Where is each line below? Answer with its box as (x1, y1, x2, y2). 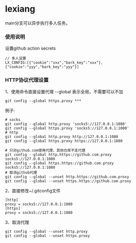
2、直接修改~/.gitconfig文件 (5, 188, 61, 193)
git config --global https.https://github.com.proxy (5, 160, 114, 166)
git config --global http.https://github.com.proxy (5, 152, 112, 157)
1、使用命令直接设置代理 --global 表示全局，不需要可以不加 (5, 88, 123, 94)
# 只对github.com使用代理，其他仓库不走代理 (5, 148, 86, 153)
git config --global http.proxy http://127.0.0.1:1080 (5, 134, 119, 139)
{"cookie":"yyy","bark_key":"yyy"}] (5, 65, 79, 69)
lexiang (5, 3, 35, 15)
